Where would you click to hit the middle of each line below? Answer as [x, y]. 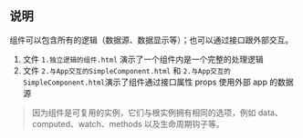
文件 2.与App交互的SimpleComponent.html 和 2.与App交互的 [126, 70]
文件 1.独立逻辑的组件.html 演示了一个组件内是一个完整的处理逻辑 [143, 59]
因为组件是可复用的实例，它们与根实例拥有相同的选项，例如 [144, 113]
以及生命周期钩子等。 [185, 123]
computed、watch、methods [87, 123]
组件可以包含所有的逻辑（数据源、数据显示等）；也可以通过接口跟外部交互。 [151, 40]
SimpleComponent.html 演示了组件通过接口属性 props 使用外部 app [145, 82]
